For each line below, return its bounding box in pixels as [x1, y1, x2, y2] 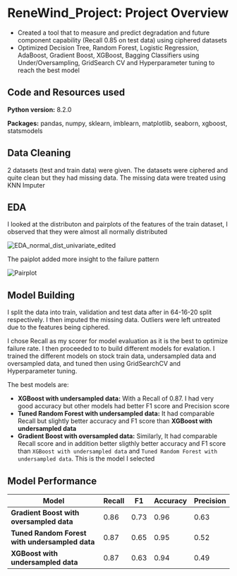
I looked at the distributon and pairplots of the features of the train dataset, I [7, 220, 228, 229]
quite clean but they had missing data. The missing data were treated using [7, 173, 226, 182]
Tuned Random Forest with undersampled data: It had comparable [17, 409, 215, 418]
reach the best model [17, 66, 80, 74]
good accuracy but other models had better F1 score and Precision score [17, 402, 230, 410]
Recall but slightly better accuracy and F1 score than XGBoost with [17, 417, 213, 425]
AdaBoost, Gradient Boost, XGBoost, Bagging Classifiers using [17, 51, 200, 59]
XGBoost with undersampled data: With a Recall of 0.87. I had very [17, 394, 214, 403]
